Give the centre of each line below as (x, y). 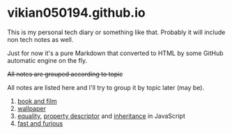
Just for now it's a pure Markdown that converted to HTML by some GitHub (116, 53)
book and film (37, 101)
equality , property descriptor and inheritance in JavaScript (101, 116)
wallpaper (32, 108)
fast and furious (40, 123)
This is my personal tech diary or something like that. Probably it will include (116, 32)
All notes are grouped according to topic (65, 74)
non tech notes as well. (40, 39)
